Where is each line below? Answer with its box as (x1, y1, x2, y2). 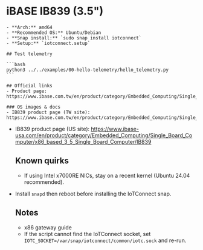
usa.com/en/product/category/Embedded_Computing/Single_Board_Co (14, 132, 193, 139)
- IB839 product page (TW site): (6, 109, 91, 115)
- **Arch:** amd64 (6, 24, 53, 30)
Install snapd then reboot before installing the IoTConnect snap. (14, 190, 172, 197)
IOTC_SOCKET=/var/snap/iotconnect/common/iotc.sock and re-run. (24, 237, 187, 244)
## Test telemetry (6, 50, 53, 57)
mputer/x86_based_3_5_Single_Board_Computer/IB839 (14, 138, 152, 145)
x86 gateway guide (24, 223, 72, 231)
